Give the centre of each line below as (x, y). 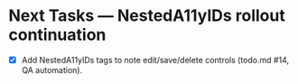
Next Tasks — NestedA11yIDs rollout (147, 16)
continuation (57, 35)
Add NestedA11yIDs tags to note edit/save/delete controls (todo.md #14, (155, 60)
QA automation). (52, 70)
